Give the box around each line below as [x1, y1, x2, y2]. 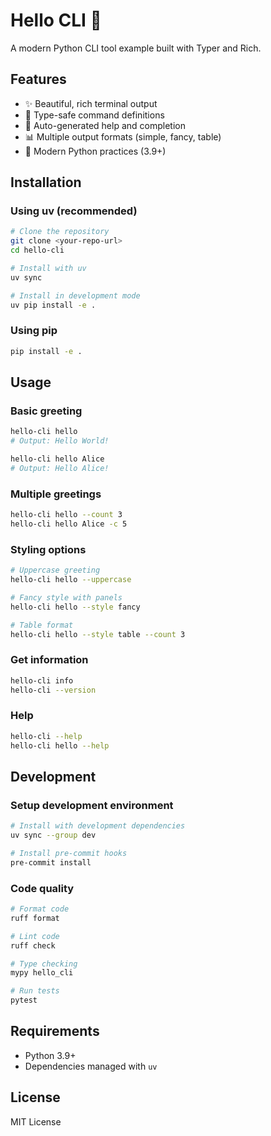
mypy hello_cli [10, 968, 74, 978]
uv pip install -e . [10, 300, 97, 310]
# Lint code [10, 931, 60, 941]
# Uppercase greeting [10, 565, 101, 576]
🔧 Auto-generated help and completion [24, 119, 186, 131]
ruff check [10, 940, 56, 951]
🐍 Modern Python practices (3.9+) [24, 145, 167, 157]
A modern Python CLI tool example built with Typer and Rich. [10, 42, 262, 54]
